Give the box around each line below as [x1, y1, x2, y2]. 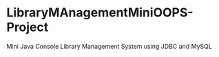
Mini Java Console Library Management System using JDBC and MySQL [6, 42, 213, 50]
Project [6, 19, 49, 35]
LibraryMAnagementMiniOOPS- [6, 5, 194, 21]
